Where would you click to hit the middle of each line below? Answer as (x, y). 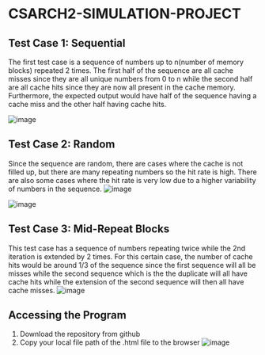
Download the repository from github (80, 334)
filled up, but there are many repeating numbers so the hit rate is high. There (132, 172)
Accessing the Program (67, 315)
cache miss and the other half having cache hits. (87, 104)
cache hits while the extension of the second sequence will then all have (126, 281)
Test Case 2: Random (62, 145)
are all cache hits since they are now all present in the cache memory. (122, 87)
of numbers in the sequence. (55, 189)
